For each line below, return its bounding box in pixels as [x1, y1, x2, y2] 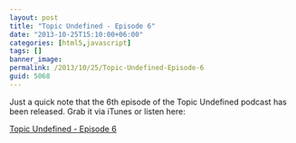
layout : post [9, 13, 59, 22]
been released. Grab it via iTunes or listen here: [9, 105, 186, 117]
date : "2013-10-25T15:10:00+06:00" [9, 30, 144, 39]
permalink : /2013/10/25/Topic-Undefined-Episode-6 [9, 64, 205, 73]
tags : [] [9, 47, 43, 56]
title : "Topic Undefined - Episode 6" [9, 22, 156, 31]
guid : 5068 [9, 72, 51, 81]
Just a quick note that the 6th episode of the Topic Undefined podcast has [9, 96, 287, 107]
